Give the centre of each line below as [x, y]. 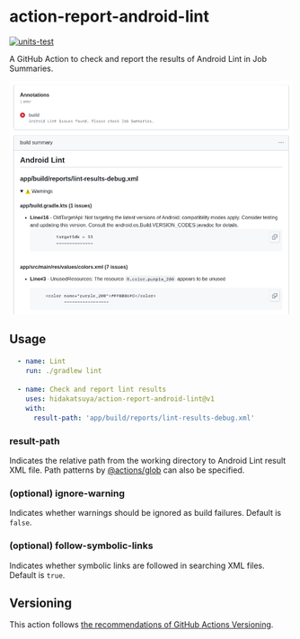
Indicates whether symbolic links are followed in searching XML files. [137, 565]
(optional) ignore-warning [67, 493]
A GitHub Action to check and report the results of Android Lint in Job [138, 58]
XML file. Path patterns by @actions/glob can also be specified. [127, 470]
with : [36, 409]
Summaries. [31, 68]
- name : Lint [42, 361]
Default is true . [37, 575]
